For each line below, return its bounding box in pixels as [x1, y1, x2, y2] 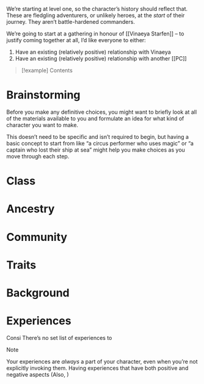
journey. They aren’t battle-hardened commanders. [6, 18, 136, 25]
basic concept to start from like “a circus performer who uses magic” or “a [6, 139, 194, 147]
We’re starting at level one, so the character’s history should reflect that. [6, 6, 188, 12]
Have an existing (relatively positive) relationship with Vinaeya [15, 48, 171, 56]
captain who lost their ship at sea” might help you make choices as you [6, 146, 185, 153]
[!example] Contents [21, 67, 73, 74]
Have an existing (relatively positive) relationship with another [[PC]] [15, 55, 188, 62]
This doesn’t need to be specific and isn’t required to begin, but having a [6, 133, 189, 140]
